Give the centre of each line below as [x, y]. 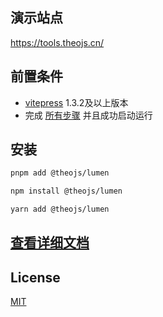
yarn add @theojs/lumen [60, 209]
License [35, 277]
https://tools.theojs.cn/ [57, 42]
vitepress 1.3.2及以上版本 [76, 102]
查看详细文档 [50, 243]
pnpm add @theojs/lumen [60, 173]
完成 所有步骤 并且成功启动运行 [88, 115]
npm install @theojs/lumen [66, 191]
